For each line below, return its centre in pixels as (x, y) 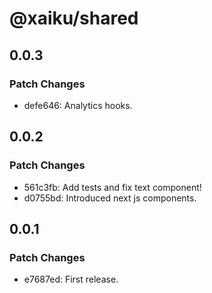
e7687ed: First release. (71, 279)
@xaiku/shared (74, 18)
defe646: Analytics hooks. (78, 105)
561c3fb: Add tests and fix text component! (112, 187)
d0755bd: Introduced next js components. (110, 198)
